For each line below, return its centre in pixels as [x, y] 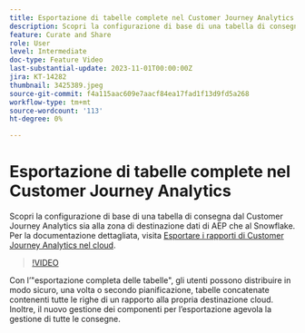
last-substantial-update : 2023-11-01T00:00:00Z [101, 69]
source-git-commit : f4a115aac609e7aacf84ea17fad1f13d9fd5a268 [129, 93]
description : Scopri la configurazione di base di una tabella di [138, 26]
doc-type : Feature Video [56, 60]
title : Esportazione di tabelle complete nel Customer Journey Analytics [152, 18]
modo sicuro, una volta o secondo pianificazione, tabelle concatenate [139, 290]
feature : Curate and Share [60, 34]
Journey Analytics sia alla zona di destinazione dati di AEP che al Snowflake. [152, 226]
